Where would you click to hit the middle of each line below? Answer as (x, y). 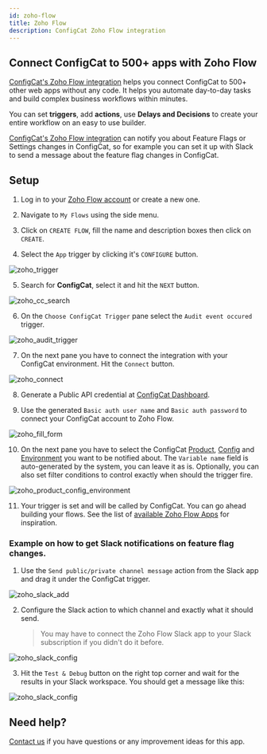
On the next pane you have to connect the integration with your (124, 355)
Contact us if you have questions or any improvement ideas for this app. (127, 741)
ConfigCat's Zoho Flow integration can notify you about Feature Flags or (128, 138)
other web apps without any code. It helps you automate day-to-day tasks (130, 90)
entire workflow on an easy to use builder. (77, 123)
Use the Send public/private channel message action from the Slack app (139, 571)
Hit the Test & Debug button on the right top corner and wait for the (130, 673)
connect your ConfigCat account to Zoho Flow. (97, 418)
